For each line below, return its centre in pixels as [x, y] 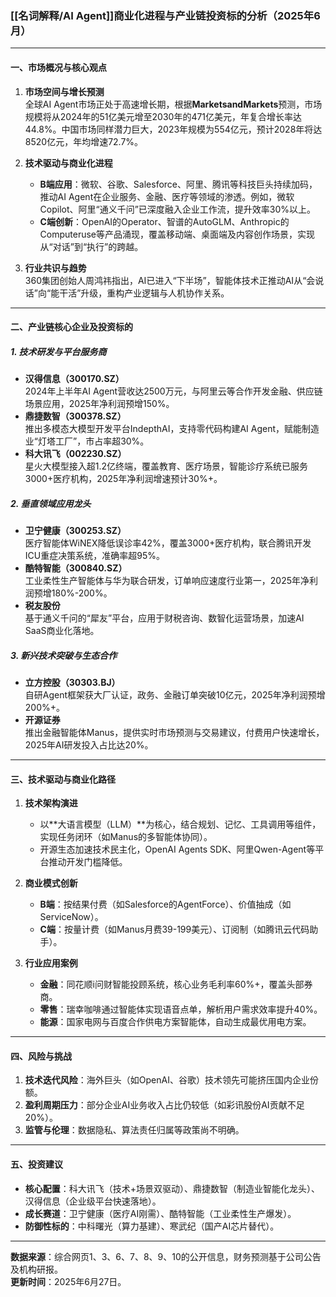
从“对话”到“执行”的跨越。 [91, 246]
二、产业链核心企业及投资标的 [71, 327]
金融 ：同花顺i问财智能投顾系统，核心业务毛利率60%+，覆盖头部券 [176, 984]
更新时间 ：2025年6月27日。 [68, 1281]
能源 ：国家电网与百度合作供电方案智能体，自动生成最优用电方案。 [175, 1022]
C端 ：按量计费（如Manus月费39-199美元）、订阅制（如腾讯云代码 [174, 929]
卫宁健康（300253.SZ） [75, 531]
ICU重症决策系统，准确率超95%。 [94, 556]
